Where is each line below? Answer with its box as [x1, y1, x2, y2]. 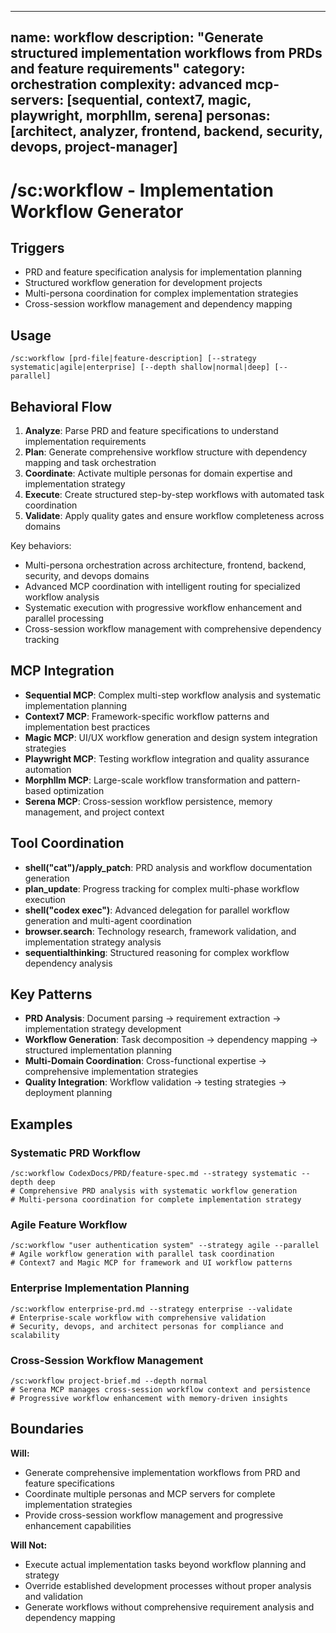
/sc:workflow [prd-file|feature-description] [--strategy [10, 354, 257, 364]
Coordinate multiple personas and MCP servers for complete [24, 1487, 276, 1500]
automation [24, 763, 72, 775]
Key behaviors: [10, 540, 72, 552]
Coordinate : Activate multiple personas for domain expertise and [24, 467, 293, 480]
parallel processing [24, 612, 104, 625]
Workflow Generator [10, 200, 184, 223]
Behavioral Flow [10, 398, 113, 415]
